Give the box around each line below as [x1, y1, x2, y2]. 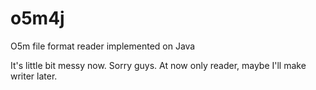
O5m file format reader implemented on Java [10, 40, 196, 52]
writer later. [10, 70, 58, 82]
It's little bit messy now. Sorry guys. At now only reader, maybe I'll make [10, 59, 307, 71]
